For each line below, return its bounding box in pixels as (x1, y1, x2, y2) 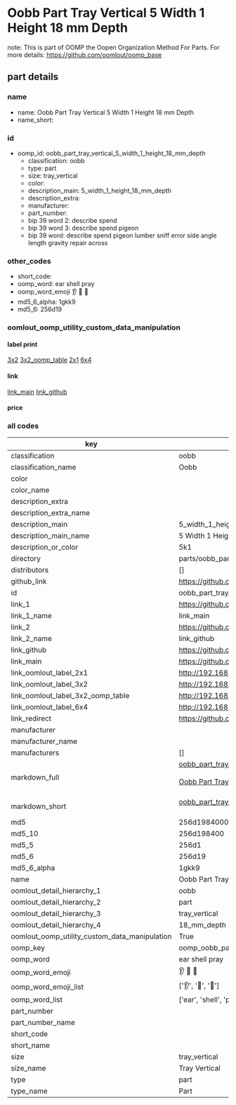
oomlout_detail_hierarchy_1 (11, 886, 101, 896)
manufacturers (11, 748, 60, 758)
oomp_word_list (11, 995, 63, 1004)
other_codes (7, 256, 51, 266)
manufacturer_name (11, 737, 78, 747)
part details (7, 71, 59, 83)
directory (11, 554, 41, 564)
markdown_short (11, 801, 67, 811)
